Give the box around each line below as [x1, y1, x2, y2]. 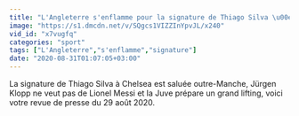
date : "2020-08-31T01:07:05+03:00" [9, 54, 141, 63]
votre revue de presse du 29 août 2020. [9, 97, 156, 107]
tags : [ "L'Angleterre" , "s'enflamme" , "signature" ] [9, 46, 198, 55]
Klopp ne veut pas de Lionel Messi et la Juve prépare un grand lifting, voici [9, 88, 283, 98]
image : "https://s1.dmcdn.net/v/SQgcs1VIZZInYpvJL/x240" [9, 21, 225, 30]
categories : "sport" [9, 37, 86, 47]
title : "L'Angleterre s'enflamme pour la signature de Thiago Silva [9, 12, 269, 22]
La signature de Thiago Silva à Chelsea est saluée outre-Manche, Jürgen [9, 79, 277, 89]
